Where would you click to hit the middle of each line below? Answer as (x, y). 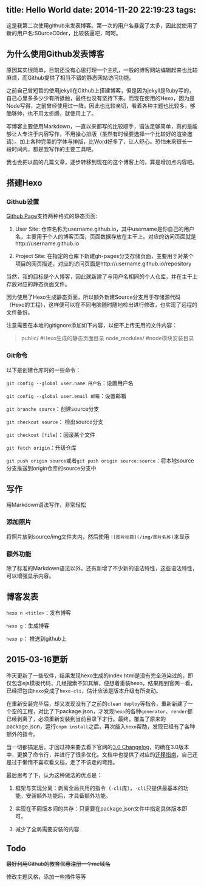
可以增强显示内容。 (30, 576)
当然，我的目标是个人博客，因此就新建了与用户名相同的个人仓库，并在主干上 (102, 277)
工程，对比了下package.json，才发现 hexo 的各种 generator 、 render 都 (107, 711)
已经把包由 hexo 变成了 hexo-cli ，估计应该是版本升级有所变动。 (84, 691)
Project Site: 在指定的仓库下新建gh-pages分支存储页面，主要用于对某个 (104, 256)
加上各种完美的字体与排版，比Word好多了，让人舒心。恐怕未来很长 (103, 141)
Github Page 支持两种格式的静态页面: (52, 216)
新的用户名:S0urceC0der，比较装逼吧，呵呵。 (64, 33)
